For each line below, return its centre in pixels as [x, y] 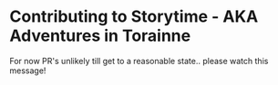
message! [28, 71]
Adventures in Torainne [100, 36]
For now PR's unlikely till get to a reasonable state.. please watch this [139, 61]
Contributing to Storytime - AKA [134, 17]
